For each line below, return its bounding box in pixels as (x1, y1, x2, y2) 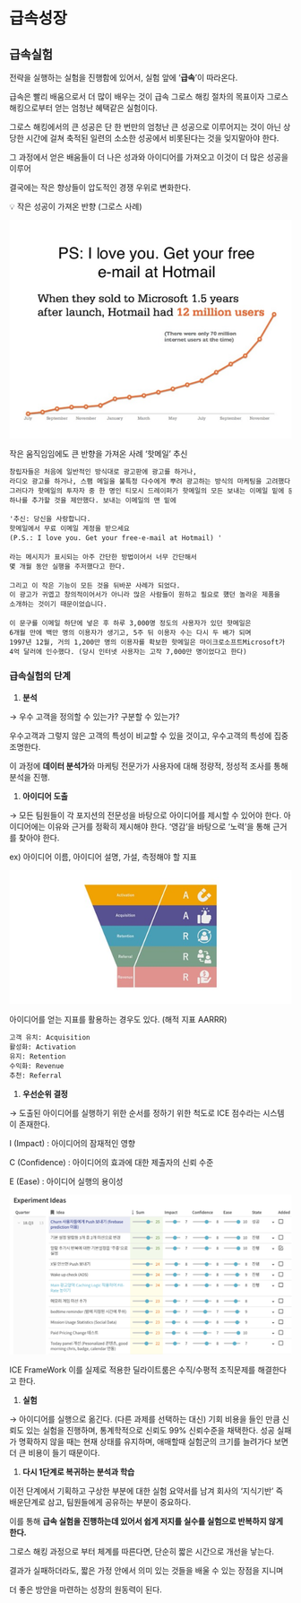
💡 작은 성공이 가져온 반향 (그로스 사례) (9, 201, 142, 212)
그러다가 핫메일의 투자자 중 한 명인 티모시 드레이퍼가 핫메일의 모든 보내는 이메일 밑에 (9, 486, 285, 495)
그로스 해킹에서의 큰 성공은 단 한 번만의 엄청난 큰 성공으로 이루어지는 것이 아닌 (9, 122, 282, 132)
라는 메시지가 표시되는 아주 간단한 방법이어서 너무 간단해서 (9, 553, 197, 562)
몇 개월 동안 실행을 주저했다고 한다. (9, 562, 126, 571)
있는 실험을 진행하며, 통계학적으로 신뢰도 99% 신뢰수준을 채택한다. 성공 (25, 1424, 275, 1435)
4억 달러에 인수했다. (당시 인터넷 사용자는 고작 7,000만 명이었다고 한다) (9, 647, 248, 656)
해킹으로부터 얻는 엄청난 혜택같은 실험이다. (9, 102, 159, 113)
